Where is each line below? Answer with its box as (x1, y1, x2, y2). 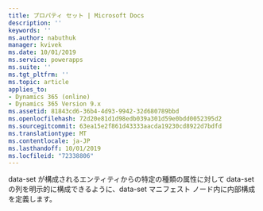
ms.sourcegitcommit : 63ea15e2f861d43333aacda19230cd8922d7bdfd (8, 122, 222, 130)
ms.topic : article (8, 78, 69, 86)
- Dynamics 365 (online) (8, 93, 91, 101)
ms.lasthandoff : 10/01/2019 (8, 144, 102, 152)
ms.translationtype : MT (8, 129, 87, 137)
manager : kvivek (8, 41, 62, 49)
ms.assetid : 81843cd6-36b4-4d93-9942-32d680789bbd (8, 108, 180, 116)
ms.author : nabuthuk (8, 33, 77, 42)
